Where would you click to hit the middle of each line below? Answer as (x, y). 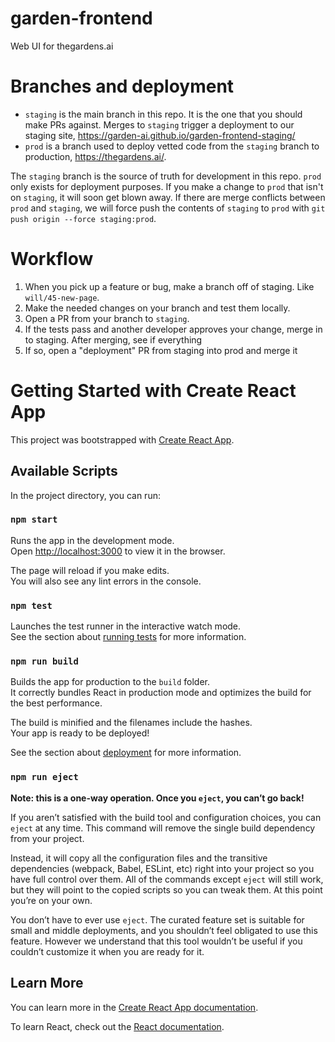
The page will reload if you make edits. (90, 570)
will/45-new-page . (62, 297)
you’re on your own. (51, 900)
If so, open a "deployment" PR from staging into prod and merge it (161, 350)
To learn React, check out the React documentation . (117, 1026)
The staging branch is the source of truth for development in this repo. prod (166, 176)
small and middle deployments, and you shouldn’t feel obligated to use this (164, 930)
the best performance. (56, 703)
